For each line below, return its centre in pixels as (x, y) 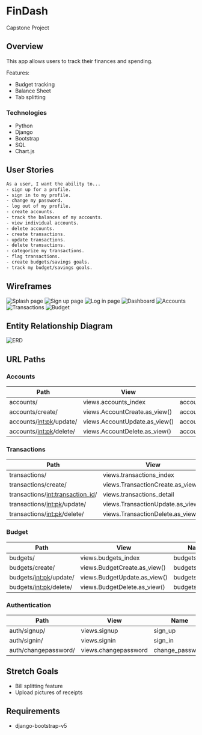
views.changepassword (115, 650)
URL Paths (26, 359)
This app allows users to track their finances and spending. (80, 61)
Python (24, 126)
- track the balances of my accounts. (55, 217)
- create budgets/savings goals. (48, 262)
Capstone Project (28, 28)
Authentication (29, 605)
